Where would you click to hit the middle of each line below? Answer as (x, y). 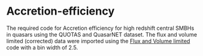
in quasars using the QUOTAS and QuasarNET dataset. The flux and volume (102, 34)
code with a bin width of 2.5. (42, 47)
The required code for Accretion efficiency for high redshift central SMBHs (100, 28)
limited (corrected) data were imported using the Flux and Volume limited (98, 41)
